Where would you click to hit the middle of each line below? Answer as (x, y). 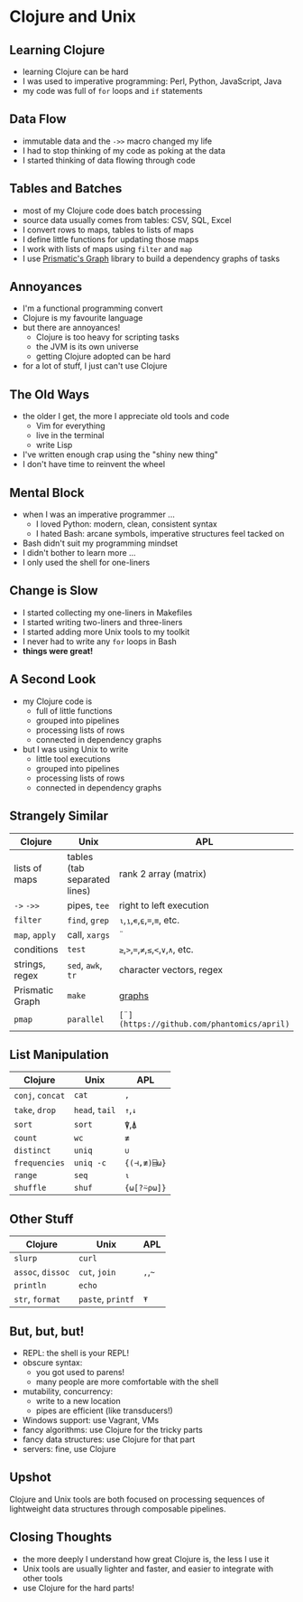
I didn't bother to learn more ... (79, 553)
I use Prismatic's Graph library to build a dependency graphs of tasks (151, 258)
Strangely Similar (59, 816)
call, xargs (89, 934)
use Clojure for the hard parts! (78, 1588)
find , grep (88, 920)
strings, (30, 964)
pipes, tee (88, 905)
